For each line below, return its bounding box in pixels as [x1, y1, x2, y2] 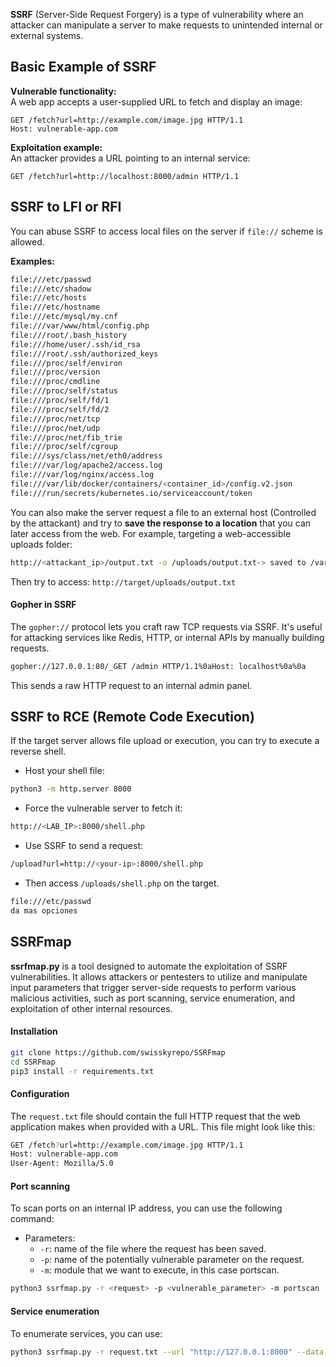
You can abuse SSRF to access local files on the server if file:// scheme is [10, 225, 323, 237]
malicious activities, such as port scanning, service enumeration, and [10, 992, 296, 1004]
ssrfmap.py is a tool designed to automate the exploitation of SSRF [10, 960, 288, 972]
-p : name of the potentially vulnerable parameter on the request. [39, 1254, 305, 1266]
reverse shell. [10, 745, 67, 758]
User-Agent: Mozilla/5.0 [10, 1159, 114, 1169]
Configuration [10, 1088, 70, 1099]
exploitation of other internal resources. [10, 1002, 173, 1014]
